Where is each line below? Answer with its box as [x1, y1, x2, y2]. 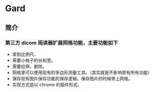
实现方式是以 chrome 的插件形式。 [12, 81, 82, 88]
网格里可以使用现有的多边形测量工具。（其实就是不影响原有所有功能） [12, 69, 152, 75]
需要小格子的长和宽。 [12, 57, 55, 63]
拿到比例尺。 [12, 51, 38, 57]
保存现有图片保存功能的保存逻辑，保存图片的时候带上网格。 [12, 75, 133, 81]
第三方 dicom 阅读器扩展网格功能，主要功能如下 [5, 39, 118, 46]
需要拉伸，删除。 [12, 63, 47, 69]
